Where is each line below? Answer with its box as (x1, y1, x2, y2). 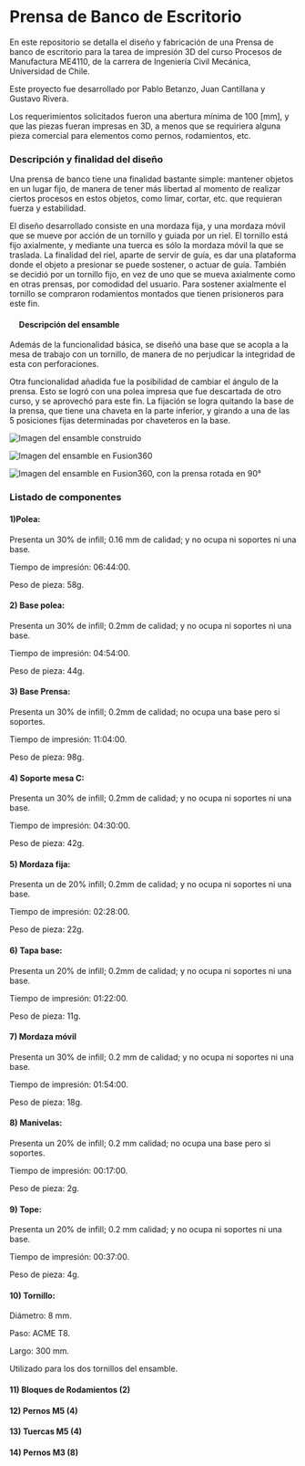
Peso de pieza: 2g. (9, 1182, 80, 1193)
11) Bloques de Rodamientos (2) (9, 1384, 131, 1395)
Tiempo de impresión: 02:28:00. (9, 906, 130, 917)
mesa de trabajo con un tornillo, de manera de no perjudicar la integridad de (9, 349, 296, 360)
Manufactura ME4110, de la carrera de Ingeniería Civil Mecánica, (9, 56, 251, 67)
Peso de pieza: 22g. (9, 924, 85, 935)
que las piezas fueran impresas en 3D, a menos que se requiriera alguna (9, 120, 281, 131)
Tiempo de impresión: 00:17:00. (9, 1165, 128, 1176)
